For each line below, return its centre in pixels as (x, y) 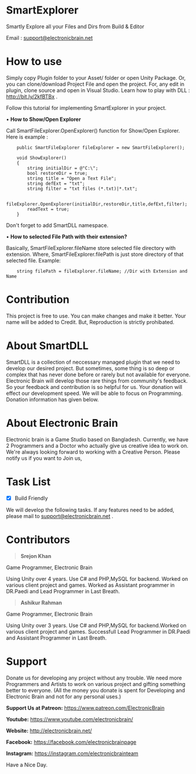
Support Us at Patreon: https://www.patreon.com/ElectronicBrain (85, 708)
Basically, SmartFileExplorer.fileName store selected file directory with (91, 248)
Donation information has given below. (53, 399)
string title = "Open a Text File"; (72, 178)
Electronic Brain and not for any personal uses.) (64, 697)
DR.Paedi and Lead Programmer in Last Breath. (63, 591)
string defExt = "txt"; (56, 183)
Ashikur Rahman (41, 603)
